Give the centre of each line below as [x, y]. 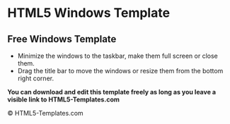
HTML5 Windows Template [89, 13]
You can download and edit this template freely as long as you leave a [112, 92]
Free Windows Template [62, 39]
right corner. [36, 78]
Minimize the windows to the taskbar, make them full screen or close [117, 56]
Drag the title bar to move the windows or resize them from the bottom [120, 71]
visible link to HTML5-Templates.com [64, 99]
